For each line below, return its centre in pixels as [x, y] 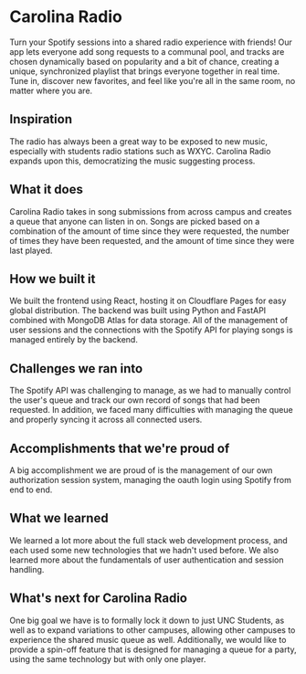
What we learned [59, 518]
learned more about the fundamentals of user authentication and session [147, 560]
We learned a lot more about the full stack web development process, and [148, 540]
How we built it [53, 279]
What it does [47, 190]
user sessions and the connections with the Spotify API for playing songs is [152, 330]
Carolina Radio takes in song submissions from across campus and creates [151, 211]
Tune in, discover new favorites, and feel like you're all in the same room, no [153, 80]
